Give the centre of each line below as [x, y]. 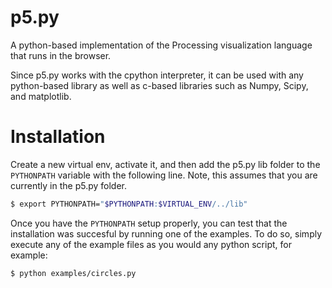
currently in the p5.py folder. [68, 185]
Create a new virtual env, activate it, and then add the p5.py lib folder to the [165, 164]
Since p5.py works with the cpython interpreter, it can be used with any [157, 75]
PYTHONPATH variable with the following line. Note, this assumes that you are [164, 175]
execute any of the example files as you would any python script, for [151, 244]
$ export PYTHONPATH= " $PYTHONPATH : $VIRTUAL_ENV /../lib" [129, 204]
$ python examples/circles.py [73, 273]
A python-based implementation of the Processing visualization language [161, 45]
